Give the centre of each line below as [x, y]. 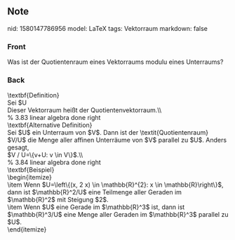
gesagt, [18, 147]
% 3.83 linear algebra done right [54, 118]
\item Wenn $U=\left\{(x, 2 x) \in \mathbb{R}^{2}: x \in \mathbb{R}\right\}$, [115, 185]
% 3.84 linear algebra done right [54, 162]
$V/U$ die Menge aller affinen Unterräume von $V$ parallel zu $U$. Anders [117, 140]
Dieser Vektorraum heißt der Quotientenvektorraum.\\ [85, 110]
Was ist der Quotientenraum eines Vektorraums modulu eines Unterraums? [115, 62]
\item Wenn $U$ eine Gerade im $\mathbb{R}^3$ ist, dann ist [96, 207]
